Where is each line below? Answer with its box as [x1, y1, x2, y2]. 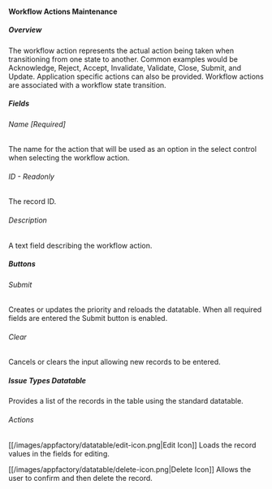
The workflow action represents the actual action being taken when [8, 45, 234, 55]
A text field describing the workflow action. [8, 240, 153, 250]
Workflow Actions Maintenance [8, 6, 118, 16]
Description [8, 215, 47, 225]
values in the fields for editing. [8, 448, 110, 458]
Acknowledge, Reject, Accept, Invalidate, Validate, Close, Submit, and [8, 63, 242, 72]
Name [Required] [8, 119, 67, 129]
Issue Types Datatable [8, 375, 87, 385]
